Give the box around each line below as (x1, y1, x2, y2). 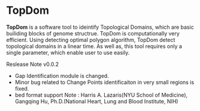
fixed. (14, 85, 29, 92)
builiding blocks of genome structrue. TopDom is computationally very (6, 29, 180, 37)
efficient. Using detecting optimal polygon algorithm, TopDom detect (6, 36, 175, 43)
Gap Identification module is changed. (14, 72, 109, 79)
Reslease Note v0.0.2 (6, 61, 59, 68)
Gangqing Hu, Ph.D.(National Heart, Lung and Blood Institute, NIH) (14, 97, 178, 105)
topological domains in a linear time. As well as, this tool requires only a (6, 43, 183, 50)
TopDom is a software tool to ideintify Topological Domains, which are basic (6, 23, 195, 31)
